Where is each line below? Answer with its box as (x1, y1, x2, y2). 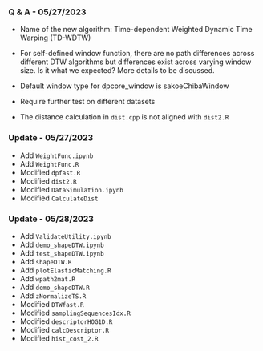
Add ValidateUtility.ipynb (19, 231, 111, 240)
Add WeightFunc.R (19, 159, 79, 168)
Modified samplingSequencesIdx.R (19, 308, 131, 317)
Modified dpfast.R (19, 167, 81, 177)
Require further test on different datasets (19, 97, 156, 107)
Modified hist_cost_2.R (19, 333, 99, 343)
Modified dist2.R (19, 175, 78, 186)
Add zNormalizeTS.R (19, 291, 87, 301)
